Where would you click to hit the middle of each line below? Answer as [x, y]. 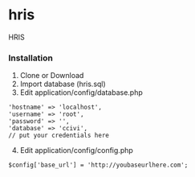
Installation [31, 58]
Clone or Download [52, 76]
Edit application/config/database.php [81, 93]
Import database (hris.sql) [63, 84]
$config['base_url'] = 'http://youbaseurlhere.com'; [98, 165]
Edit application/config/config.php [77, 150]
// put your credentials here [59, 136]
